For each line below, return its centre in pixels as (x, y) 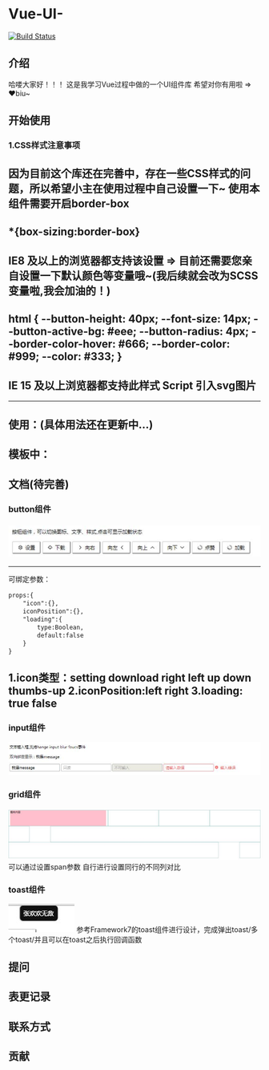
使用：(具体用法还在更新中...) (81, 425)
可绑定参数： (29, 579)
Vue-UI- (36, 14)
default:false (60, 636)
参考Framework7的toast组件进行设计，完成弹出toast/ (163, 929)
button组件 (30, 509)
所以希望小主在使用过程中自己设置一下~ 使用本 (145, 189)
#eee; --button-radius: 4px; (178, 331)
